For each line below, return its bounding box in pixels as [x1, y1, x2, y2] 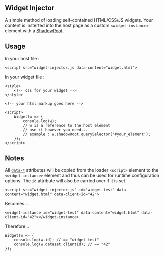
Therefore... [5, 223, 30, 229]
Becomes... [5, 201, 28, 207]
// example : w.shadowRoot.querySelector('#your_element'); [23, 132, 151, 137]
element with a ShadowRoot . [5, 27, 64, 34]
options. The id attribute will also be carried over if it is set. [5, 178, 127, 184]
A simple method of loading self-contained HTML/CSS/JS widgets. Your [5, 17, 153, 23]
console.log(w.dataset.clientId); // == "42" [14, 242, 111, 247]
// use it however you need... [23, 127, 88, 132]
